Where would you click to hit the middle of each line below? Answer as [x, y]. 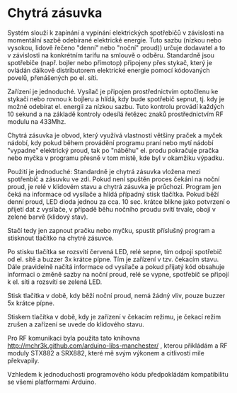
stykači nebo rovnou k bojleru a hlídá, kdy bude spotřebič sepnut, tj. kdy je [116, 99]
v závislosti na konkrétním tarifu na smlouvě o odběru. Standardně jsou [111, 55]
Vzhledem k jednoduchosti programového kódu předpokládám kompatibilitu [118, 374]
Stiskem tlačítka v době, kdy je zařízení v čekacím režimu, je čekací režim [114, 317]
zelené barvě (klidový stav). [48, 217]
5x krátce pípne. [31, 303]
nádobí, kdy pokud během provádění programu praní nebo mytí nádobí [110, 142]
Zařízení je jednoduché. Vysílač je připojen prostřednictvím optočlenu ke [113, 91]
